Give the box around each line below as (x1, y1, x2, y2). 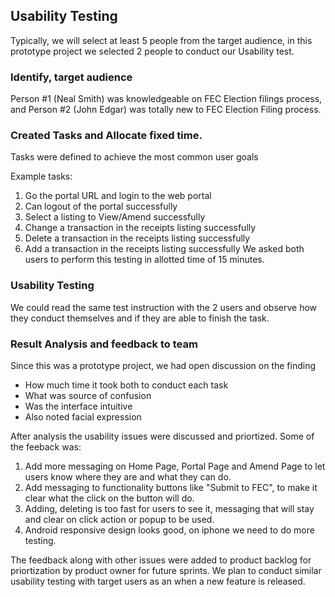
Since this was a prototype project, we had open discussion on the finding (10, 360, 317, 371)
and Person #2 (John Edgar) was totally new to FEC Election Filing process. (10, 104, 322, 116)
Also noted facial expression (24, 411, 142, 423)
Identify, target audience (10, 70, 133, 84)
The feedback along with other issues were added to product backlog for (10, 554, 312, 566)
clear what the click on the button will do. (24, 492, 195, 504)
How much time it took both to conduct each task (24, 379, 229, 391)
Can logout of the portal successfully (24, 200, 178, 213)
